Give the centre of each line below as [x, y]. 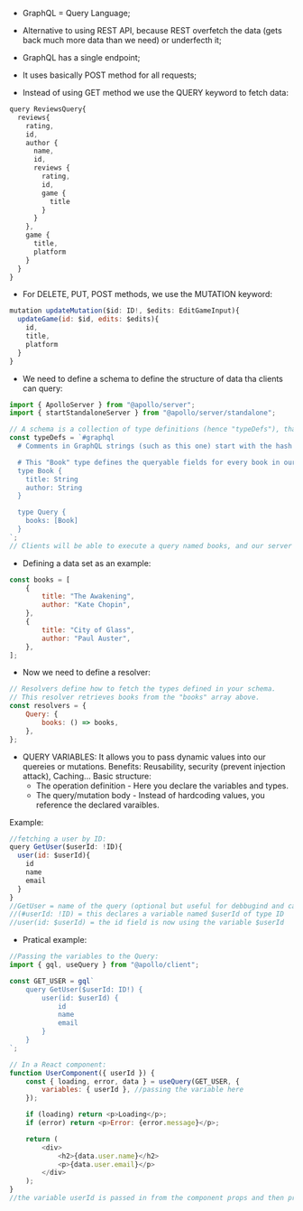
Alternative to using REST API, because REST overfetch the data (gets [152, 30]
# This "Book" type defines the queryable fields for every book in [149, 462]
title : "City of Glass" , [88, 630]
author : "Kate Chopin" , [86, 605]
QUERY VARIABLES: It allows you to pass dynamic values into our [144, 757]
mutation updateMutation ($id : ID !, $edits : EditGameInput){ [125, 311]
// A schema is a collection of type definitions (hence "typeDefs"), [145, 429]
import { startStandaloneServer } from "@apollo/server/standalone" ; [143, 413]
